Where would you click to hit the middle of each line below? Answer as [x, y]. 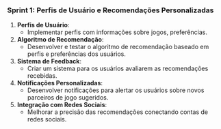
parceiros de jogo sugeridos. [68, 98]
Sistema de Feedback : [49, 61]
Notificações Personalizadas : [60, 83]
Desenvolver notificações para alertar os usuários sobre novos [116, 90]
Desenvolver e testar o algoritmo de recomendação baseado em [118, 47]
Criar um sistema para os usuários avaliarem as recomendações [118, 69]
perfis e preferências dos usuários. [77, 54]
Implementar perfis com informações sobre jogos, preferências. [117, 32]
